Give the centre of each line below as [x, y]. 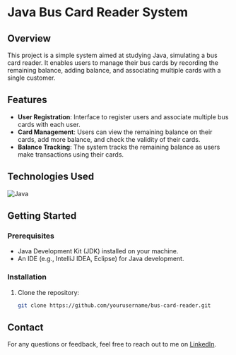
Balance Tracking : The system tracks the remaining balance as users [119, 147]
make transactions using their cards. [71, 154]
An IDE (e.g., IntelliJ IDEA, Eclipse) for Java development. [101, 259]
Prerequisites [31, 236]
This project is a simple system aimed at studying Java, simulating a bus [112, 55]
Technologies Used [51, 177]
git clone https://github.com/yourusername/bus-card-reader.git [114, 305]
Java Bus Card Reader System [98, 12]
